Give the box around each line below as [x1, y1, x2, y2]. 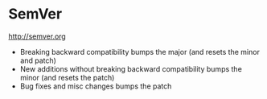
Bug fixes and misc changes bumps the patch [19, 81, 172, 91]
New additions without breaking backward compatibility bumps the [19, 64, 243, 73]
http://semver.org [8, 31, 66, 41]
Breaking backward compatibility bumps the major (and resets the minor [19, 47, 260, 56]
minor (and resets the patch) [19, 72, 115, 82]
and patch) [19, 56, 56, 65]
